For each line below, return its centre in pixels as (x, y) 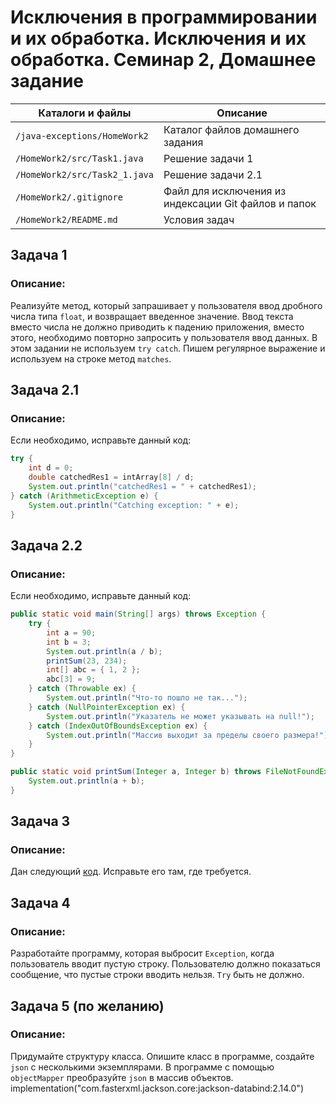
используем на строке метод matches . (91, 358)
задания (183, 142)
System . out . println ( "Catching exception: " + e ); (134, 505)
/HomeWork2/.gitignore (69, 197)
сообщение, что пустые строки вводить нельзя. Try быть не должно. (157, 975)
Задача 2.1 (44, 390)
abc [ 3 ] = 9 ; (71, 679)
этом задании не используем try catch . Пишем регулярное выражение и (168, 348)
